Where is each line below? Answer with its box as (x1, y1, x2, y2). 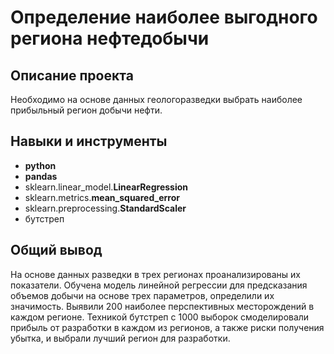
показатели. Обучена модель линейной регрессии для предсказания (10, 279, 308, 291)
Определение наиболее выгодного (10, 6, 318, 29)
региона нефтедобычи (10, 27, 210, 50)
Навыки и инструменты (10, 133, 168, 150)
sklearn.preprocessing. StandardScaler (24, 202, 187, 214)
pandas (24, 170, 58, 182)
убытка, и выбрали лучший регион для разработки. (10, 332, 231, 344)
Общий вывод (10, 242, 103, 259)
